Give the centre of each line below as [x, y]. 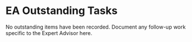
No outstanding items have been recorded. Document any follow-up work [96, 27]
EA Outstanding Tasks [62, 11]
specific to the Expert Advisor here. [49, 33]
